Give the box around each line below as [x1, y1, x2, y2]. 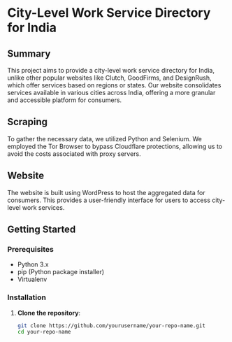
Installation [7, 292, 47, 302]
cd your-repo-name [17, 329, 71, 336]
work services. [22, 203, 65, 211]
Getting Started [7, 224, 76, 236]
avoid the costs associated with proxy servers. [7, 149, 141, 158]
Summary [7, 48, 51, 59]
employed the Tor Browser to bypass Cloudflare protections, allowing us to [7, 142, 222, 150]
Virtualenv [17, 275, 48, 284]
